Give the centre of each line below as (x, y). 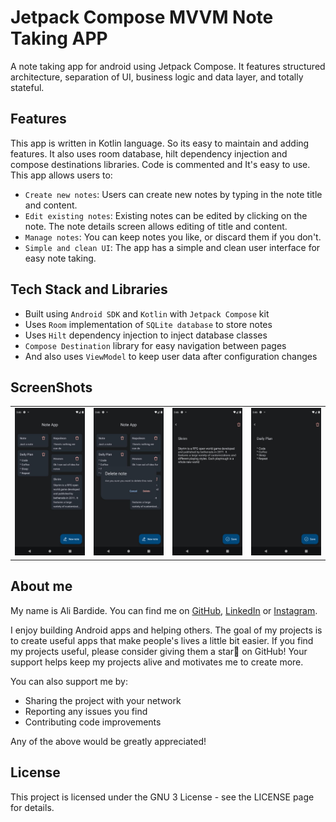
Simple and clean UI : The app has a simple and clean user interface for (172, 247)
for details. (32, 807)
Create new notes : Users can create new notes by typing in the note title (173, 194)
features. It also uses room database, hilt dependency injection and (149, 153)
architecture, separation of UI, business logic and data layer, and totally (157, 77)
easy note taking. (60, 258)
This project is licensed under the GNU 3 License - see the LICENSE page (162, 797)
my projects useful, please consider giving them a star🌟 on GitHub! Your (159, 651)
